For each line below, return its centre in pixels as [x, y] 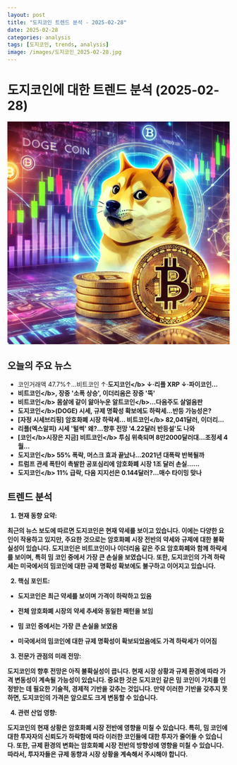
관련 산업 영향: [37, 712]
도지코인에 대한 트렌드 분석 [80, 90]
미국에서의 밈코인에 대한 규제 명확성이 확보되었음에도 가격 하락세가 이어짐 [117, 641]
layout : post [26, 15]
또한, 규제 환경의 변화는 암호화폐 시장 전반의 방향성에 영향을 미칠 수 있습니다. [120, 745]
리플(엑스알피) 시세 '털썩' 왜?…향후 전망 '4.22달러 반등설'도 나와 [106, 428]
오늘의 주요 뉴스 [39, 366]
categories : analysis [39, 37]
